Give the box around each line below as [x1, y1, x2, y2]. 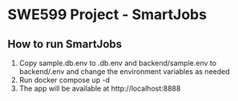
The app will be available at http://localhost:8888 [18, 84, 181, 93]
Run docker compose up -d [18, 76, 110, 84]
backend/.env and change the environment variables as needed [18, 67, 230, 76]
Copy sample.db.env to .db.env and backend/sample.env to [18, 58, 217, 68]
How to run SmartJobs [7, 37, 123, 51]
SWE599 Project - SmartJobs [7, 6, 208, 24]
